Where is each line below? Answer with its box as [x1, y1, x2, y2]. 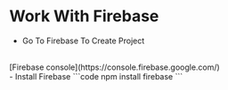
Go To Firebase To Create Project [21, 35, 145, 46]
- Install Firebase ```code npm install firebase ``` [9, 71, 183, 81]
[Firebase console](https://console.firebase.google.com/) [9, 62, 220, 72]
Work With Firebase [9, 6, 159, 26]
